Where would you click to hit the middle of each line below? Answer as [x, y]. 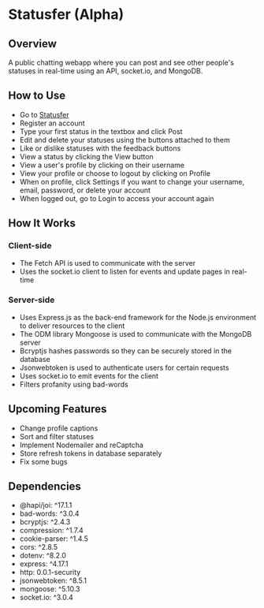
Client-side [30, 246]
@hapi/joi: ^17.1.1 [46, 505]
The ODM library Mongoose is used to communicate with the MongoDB [136, 334]
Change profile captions [59, 428]
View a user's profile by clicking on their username [102, 165]
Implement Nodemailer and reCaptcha [82, 445]
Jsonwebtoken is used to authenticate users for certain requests [125, 367]
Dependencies [45, 486]
